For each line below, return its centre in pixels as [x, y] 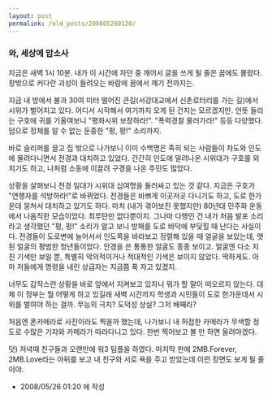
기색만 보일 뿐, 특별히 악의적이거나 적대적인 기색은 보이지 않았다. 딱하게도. [134, 256]
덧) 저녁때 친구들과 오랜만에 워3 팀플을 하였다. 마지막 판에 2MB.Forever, [123, 349]
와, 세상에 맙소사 [39, 54]
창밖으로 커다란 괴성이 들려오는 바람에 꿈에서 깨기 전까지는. [101, 83]
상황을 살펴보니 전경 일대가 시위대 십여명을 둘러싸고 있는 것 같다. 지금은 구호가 [132, 185]
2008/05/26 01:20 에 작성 [63, 386]
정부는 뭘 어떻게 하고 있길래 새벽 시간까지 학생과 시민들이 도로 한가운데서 [140, 294]
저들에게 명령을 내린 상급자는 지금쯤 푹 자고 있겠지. [97, 267]
